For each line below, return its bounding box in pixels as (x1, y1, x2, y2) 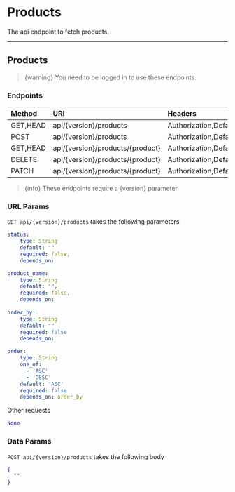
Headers (167, 109, 197, 119)
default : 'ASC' (20, 380, 64, 387)
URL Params (7, 201, 50, 211)
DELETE (10, 155, 37, 165)
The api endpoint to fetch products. (7, 27, 110, 36)
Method (10, 109, 38, 119)
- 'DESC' (25, 373, 52, 381)
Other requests (7, 406, 51, 415)
